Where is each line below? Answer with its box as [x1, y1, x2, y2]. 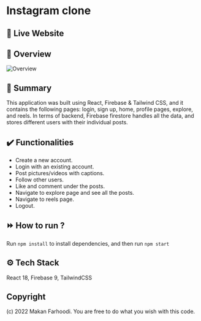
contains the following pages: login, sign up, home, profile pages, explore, [6, 105, 193, 113]
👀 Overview [6, 48, 51, 59]
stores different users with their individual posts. [6, 119, 129, 126]
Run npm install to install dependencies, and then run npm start [6, 240, 170, 247]
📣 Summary [6, 83, 52, 93]
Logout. [15, 202, 35, 210]
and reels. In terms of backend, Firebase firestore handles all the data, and [6, 112, 194, 119]
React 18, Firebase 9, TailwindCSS [6, 274, 93, 281]
